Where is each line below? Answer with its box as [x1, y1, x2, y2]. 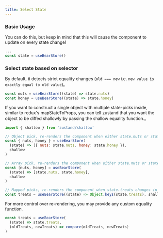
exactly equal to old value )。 [5, 81, 68, 87]
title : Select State [5, 7, 47, 12]
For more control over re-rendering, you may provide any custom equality [5, 201, 152, 207]
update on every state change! [5, 39, 66, 45]
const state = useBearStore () [5, 53, 66, 58]
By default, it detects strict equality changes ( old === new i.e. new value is [5, 76, 154, 82]
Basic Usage [5, 23, 35, 30]
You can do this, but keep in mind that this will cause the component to [5, 34, 147, 40]
